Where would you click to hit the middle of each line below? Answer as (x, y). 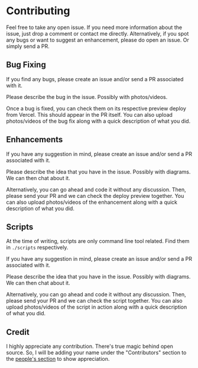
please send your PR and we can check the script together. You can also (95, 301)
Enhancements (35, 140)
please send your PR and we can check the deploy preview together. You (95, 196)
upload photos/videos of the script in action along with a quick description (97, 307)
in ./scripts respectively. (37, 248)
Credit (18, 332)
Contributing (38, 11)
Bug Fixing (26, 65)
